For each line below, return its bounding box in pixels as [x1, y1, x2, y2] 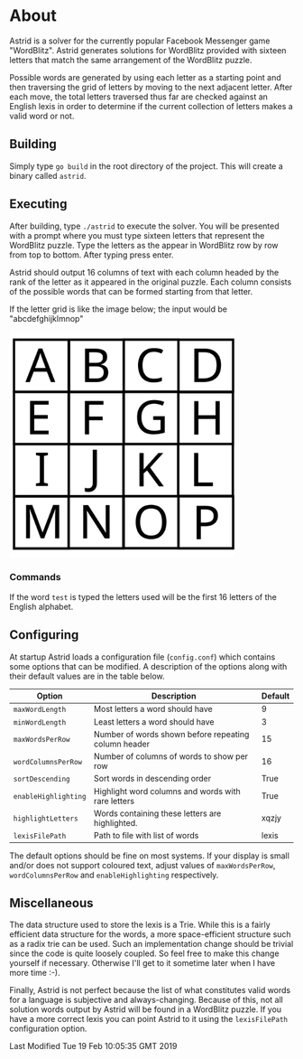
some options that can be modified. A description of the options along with [9, 661, 288, 671]
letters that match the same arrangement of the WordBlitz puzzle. [9, 54, 252, 65]
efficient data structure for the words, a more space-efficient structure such [9, 929, 291, 940]
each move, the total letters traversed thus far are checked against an [9, 91, 269, 102]
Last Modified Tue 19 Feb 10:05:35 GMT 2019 [9, 1041, 178, 1052]
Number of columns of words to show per [93, 751, 249, 762]
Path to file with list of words [93, 830, 199, 841]
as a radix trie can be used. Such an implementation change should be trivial [9, 939, 294, 950]
